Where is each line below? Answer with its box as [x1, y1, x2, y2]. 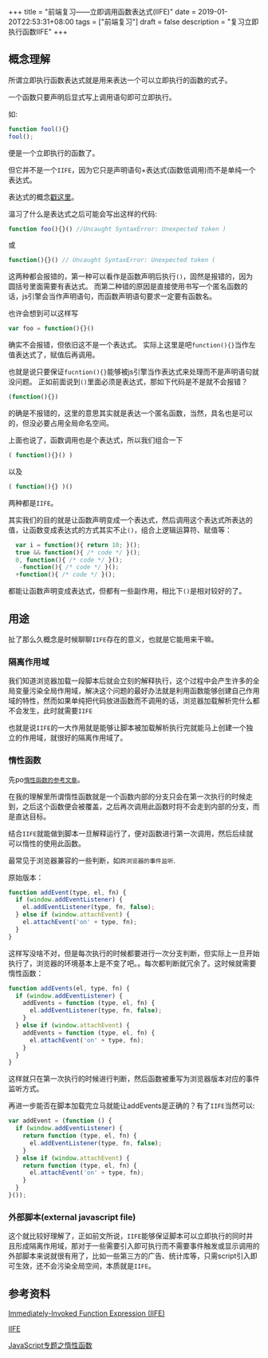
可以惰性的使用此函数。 [8, 838, 85, 848]
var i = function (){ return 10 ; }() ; [15, 541, 141, 549]
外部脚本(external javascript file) [8, 1211, 136, 1222]
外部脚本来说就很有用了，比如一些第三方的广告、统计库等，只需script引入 [8, 1251, 251, 1261]
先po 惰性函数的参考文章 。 [8, 774, 85, 784]
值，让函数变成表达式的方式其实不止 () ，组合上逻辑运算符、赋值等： [8, 525, 233, 534]
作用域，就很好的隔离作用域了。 [22, 733, 128, 743]
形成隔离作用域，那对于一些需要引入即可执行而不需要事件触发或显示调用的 [14, 1241, 260, 1251]
